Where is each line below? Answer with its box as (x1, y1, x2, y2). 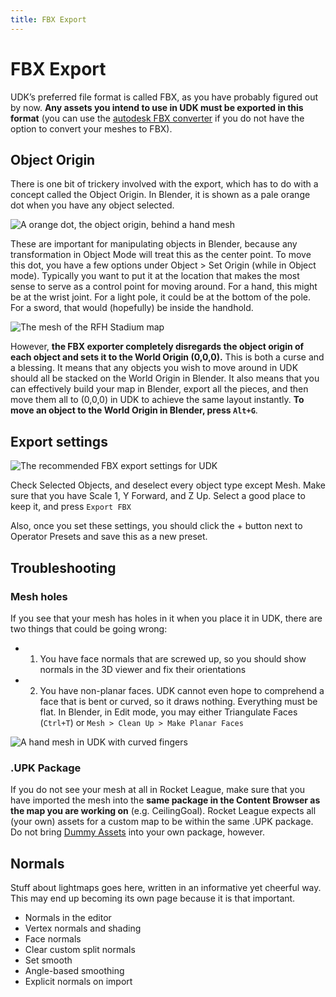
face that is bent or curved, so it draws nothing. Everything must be (39, 695, 318, 707)
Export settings (10, 433, 108, 450)
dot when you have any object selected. (10, 199, 175, 211)
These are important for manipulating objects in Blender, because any (10, 238, 298, 250)
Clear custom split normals (24, 943, 136, 955)
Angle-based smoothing (24, 964, 125, 976)
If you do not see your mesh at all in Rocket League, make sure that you (10, 784, 306, 796)
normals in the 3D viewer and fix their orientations (39, 663, 247, 675)
